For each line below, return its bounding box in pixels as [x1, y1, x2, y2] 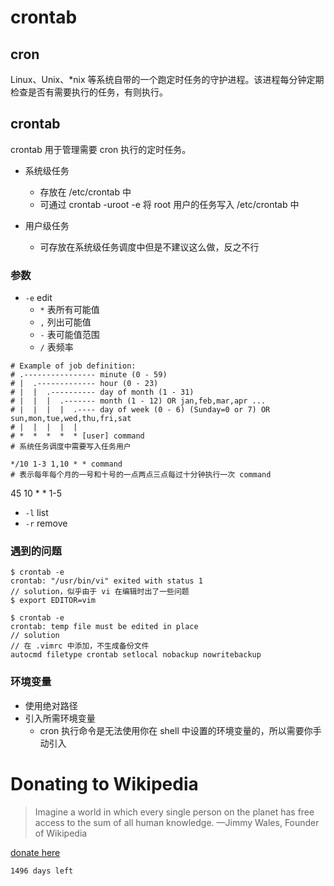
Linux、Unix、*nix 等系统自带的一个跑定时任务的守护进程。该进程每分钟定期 [10, 74, 325, 85]
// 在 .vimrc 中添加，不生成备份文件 [10, 641, 150, 651]
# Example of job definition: [10, 361, 137, 371]
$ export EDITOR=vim [10, 596, 97, 606]
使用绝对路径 [24, 699, 78, 711]
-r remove [24, 517, 68, 530]
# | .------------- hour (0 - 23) [10, 379, 159, 389]
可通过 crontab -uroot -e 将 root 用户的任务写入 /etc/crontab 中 [39, 198, 300, 210]
